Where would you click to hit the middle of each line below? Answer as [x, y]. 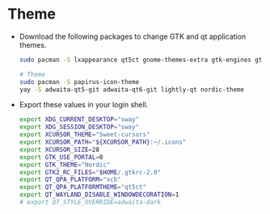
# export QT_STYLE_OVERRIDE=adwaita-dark [90, 203]
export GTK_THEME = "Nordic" [65, 165]
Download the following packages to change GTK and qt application [133, 36]
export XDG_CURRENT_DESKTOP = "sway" [79, 120]
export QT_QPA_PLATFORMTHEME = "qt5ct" [83, 187]
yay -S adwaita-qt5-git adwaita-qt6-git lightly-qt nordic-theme [131, 90]
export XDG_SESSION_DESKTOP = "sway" [79, 127]
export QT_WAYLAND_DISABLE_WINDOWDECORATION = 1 [99, 195]
